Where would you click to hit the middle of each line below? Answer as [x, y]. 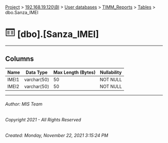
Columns [19, 58]
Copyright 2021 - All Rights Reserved [43, 120]
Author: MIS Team [24, 104]
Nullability [111, 72]
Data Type [37, 72]
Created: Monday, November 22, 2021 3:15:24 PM [57, 135]
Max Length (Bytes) [74, 72]
